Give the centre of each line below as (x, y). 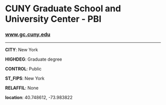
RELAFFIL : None (22, 88)
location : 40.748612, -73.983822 (39, 98)
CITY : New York (21, 50)
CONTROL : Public (23, 69)
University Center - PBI (53, 19)
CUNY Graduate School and (63, 9)
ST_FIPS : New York (25, 78)
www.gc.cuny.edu (28, 35)
